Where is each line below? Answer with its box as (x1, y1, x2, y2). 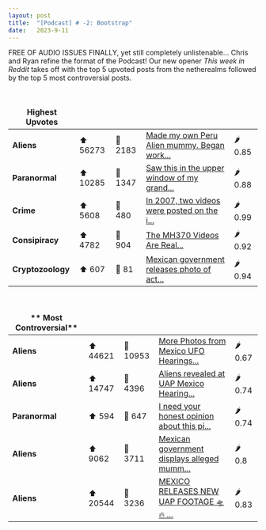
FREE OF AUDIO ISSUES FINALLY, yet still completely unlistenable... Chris (8, 48, 249, 58)
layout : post (8, 11, 51, 20)
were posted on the (146, 205, 218, 216)
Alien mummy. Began (146, 140, 225, 151)
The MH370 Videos (146, 229, 219, 240)
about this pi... (158, 421, 211, 432)
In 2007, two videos (146, 195, 221, 206)
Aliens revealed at (158, 369, 226, 380)
